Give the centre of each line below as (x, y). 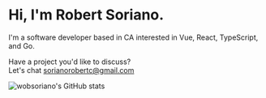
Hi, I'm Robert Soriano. (86, 15)
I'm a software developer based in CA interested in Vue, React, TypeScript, (133, 37)
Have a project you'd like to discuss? (70, 62)
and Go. (21, 45)
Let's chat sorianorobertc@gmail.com (71, 70)
